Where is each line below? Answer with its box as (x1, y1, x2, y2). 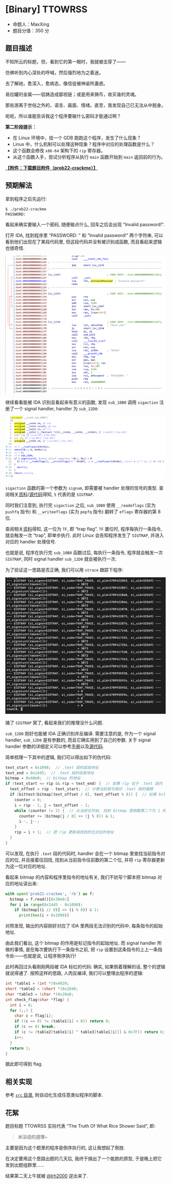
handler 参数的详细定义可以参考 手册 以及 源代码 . (5, 743, 104, 749)
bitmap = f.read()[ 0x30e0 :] (10, 896, 70, 902)
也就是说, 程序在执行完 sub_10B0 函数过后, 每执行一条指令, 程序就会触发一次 (5, 549, 163, 556)
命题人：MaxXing (12, 21, 49, 27)
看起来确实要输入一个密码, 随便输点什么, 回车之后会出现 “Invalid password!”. (5, 221, 165, 227)
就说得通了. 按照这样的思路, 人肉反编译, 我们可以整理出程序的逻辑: (5, 970, 144, 976)
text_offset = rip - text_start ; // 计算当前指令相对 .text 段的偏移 (10, 786, 154, 792)
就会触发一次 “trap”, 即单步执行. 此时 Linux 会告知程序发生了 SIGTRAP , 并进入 (5, 532, 164, 538)
